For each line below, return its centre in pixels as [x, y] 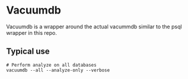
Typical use [28, 52]
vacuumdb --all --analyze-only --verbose [58, 70]
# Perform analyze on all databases [51, 65]
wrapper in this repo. [32, 32]
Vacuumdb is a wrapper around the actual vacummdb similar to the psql [94, 27]
